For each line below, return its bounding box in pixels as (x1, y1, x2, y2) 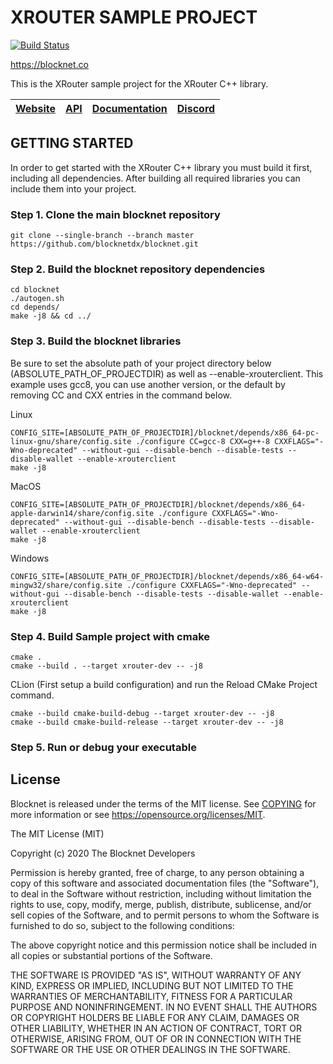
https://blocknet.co (10, 58, 90, 70)
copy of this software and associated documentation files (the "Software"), (10, 877, 320, 889)
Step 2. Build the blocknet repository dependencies (10, 262, 266, 276)
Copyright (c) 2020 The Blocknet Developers (10, 847, 196, 859)
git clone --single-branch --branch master (10, 231, 195, 241)
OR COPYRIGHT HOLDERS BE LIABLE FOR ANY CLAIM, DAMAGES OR (10, 1011, 300, 1023)
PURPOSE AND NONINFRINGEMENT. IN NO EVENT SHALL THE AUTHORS (10, 1001, 318, 1013)
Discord (176, 101, 216, 115)
